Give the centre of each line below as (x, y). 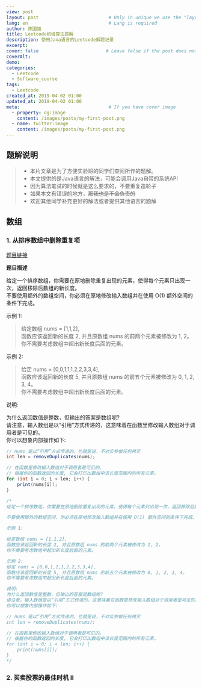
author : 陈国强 (24, 29)
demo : (13, 62)
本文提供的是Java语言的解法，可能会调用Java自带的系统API (104, 178)
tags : (13, 85)
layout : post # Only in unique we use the (94, 17)
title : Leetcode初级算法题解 (40, 34)
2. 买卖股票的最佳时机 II (40, 677)
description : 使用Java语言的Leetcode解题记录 (60, 40)
